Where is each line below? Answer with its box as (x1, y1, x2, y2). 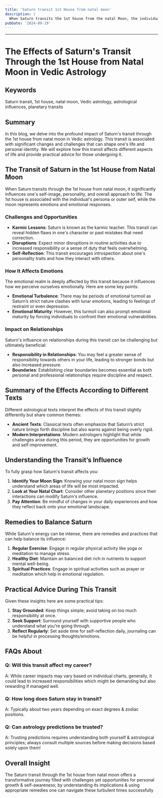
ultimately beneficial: (5, 342, 47, 348)
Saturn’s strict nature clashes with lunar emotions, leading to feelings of (12, 298, 155, 304)
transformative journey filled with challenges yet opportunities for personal (5, 777, 154, 783)
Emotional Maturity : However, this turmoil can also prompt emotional (12, 309, 151, 314)
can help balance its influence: (5, 536, 66, 542)
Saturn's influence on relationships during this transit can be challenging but (5, 337, 158, 342)
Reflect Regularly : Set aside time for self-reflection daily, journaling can (12, 628, 156, 634)
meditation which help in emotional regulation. (12, 571, 105, 577)
